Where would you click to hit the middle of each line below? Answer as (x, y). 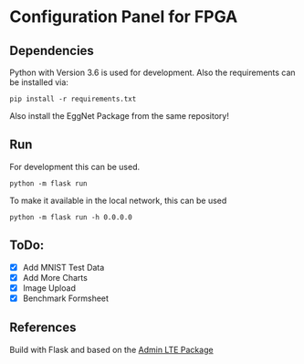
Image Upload (49, 288)
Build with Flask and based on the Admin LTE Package (111, 349)
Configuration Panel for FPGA (124, 17)
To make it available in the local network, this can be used (118, 200)
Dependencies (52, 51)
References (43, 328)
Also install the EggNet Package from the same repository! (120, 116)
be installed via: (39, 82)
